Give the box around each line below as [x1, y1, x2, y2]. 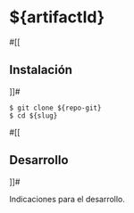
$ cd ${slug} [9, 111, 58, 120]
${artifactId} [9, 7, 105, 28]
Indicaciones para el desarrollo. [9, 193, 125, 204]
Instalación [9, 62, 73, 78]
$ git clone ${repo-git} [9, 103, 102, 112]
